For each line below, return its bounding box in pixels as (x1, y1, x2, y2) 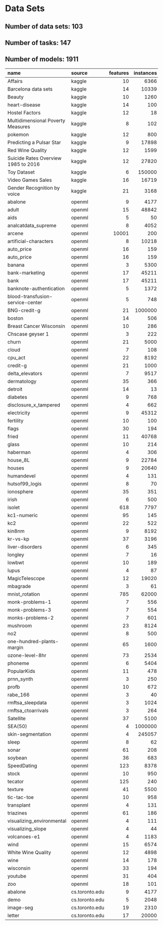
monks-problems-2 (7, 614, 54, 621)
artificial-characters (7, 238, 54, 244)
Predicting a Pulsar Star (7, 139, 61, 146)
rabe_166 (7, 691, 30, 698)
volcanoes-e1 (7, 833, 40, 840)
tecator (7, 778, 24, 785)
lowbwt (7, 559, 24, 566)
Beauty (7, 93, 24, 100)
